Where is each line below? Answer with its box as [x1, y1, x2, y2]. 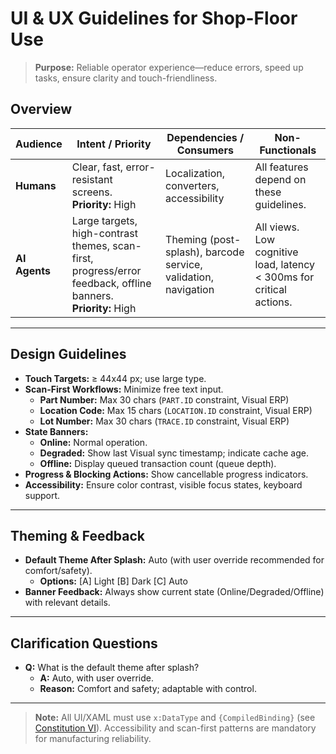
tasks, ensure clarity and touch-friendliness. [34, 72, 218, 84]
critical [254, 282, 287, 296]
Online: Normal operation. [39, 436, 148, 448]
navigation [165, 282, 215, 296]
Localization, [165, 166, 226, 180]
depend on [254, 172, 307, 186]
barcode [204, 245, 245, 259]
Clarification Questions [10, 635, 158, 652]
